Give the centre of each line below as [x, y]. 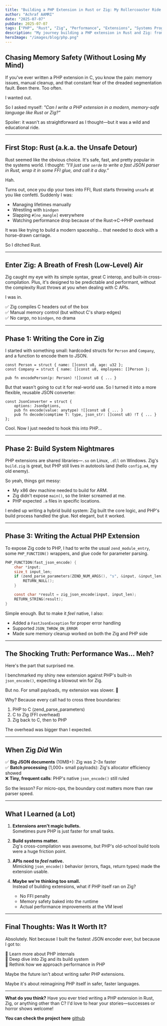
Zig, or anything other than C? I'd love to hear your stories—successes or [80, 1003]
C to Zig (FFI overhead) [36, 715]
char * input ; [28, 567]
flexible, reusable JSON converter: [41, 393]
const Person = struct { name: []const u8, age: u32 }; [64, 365]
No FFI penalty [35, 896]
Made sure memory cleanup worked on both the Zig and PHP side [80, 633]
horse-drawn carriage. [28, 235]
